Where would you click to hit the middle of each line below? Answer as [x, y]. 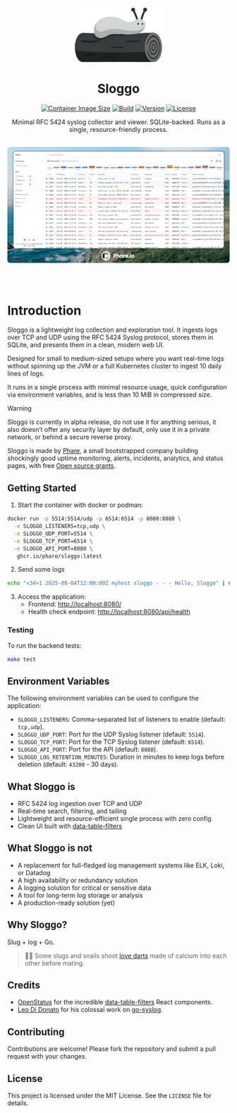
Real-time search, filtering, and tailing [72, 811]
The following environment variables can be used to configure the [103, 698]
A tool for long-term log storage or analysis [80, 895]
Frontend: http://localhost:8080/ [75, 604]
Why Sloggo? [37, 925]
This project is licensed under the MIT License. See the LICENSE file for [109, 1096]
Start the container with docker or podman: [80, 505]
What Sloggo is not [50, 848]
